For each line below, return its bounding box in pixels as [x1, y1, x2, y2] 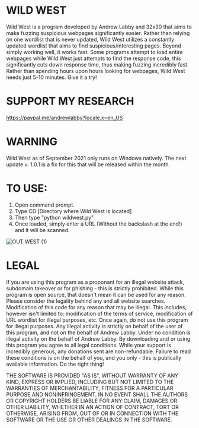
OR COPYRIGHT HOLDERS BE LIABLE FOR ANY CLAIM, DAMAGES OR [6, 397, 178, 404]
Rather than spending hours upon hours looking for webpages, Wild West [6, 67, 185, 74]
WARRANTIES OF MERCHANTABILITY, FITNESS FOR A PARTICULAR [6, 384, 174, 392]
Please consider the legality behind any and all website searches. [6, 297, 166, 305]
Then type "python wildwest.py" [14, 214, 94, 221]
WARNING [6, 135, 57, 148]
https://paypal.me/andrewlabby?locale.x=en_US [6, 114, 123, 121]
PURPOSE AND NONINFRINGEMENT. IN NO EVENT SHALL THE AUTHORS [6, 391, 188, 398]
